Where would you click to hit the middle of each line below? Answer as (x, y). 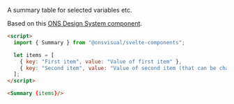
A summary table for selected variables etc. (70, 10)
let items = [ (34, 55)
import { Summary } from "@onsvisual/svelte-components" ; (100, 42)
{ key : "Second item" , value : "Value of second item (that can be (118, 68)
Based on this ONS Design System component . (75, 23)
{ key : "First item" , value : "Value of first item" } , (101, 62)
